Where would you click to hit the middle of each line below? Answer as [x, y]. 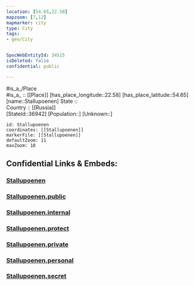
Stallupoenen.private [37, 244]
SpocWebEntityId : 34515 [36, 55]
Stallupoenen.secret [36, 276]
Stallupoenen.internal [38, 212]
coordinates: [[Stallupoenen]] [45, 130]
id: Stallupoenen [28, 125]
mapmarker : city [26, 23]
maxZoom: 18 [21, 145]
